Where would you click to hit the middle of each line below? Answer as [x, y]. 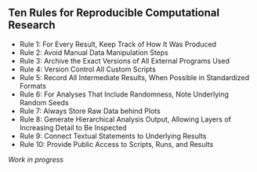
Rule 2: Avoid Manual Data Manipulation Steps [94, 52]
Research [32, 26]
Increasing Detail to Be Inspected [73, 127]
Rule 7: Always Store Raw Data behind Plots [90, 111]
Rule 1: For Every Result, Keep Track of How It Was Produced [118, 44]
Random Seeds [44, 102]
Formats [33, 86]
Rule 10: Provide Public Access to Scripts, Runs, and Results [116, 144]
